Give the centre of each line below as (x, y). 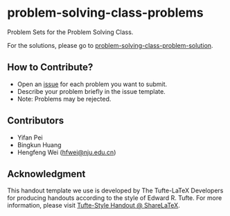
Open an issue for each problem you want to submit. (92, 84)
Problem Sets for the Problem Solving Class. (70, 32)
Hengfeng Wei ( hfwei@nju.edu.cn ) (67, 152)
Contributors (36, 121)
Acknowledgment (46, 174)
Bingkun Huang (39, 144)
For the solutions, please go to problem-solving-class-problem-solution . (110, 45)
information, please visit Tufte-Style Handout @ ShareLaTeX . (94, 206)
